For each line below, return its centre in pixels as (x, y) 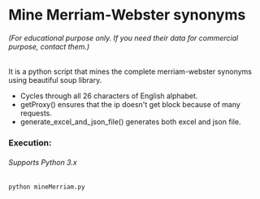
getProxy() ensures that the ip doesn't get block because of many (130, 105)
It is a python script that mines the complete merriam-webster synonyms (130, 71)
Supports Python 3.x (43, 162)
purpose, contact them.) (49, 46)
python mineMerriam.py (47, 187)
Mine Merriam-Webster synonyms (127, 15)
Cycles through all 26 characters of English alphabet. (109, 96)
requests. (36, 113)
